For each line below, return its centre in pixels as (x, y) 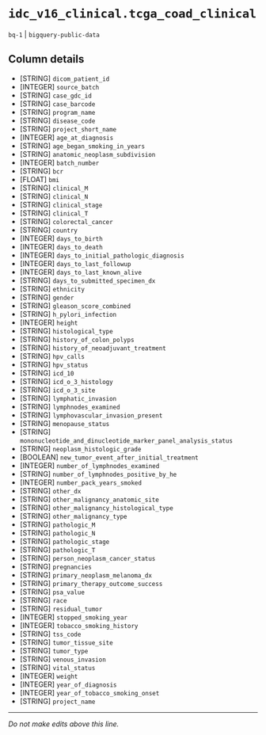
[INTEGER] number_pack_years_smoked (81, 482)
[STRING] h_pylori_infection (68, 314)
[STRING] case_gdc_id (56, 95)
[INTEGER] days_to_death (61, 246)
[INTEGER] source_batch (59, 86)
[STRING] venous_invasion (63, 659)
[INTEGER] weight (49, 676)
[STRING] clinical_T (54, 213)
